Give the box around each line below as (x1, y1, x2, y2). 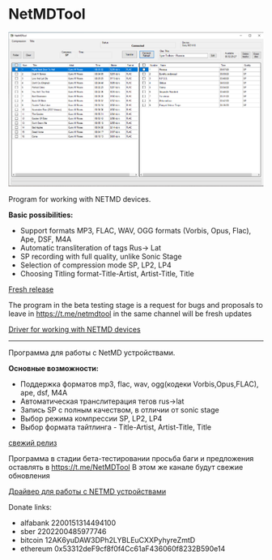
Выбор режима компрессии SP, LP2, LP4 (19, 413, 163, 423)
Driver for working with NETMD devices (8, 324, 141, 334)
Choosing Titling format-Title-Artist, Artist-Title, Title (19, 268, 194, 278)
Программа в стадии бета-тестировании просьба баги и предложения (8, 453, 254, 463)
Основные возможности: (8, 363, 99, 373)
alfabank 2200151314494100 (19, 518, 117, 528)
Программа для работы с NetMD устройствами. (8, 348, 176, 357)
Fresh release (8, 284, 54, 294)
